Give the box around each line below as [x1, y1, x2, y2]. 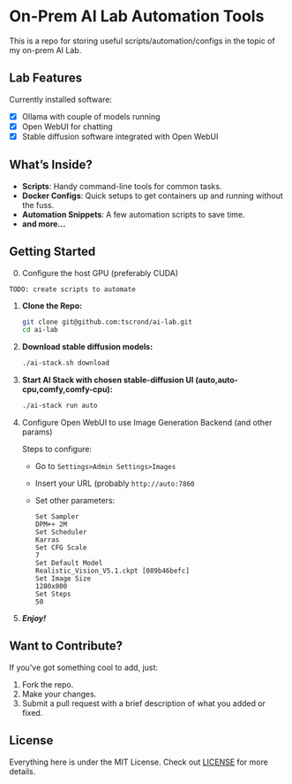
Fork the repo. [21, 679, 74, 689]
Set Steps [34, 590, 72, 599]
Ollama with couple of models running [21, 111, 161, 121]
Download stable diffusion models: [21, 342, 153, 352]
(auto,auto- [195, 374, 238, 386]
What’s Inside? [9, 158, 93, 173]
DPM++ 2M [34, 520, 68, 529]
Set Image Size [34, 574, 91, 583]
